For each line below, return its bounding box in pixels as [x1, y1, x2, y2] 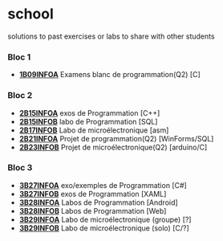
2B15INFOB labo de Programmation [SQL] [18, 116, 158, 126]
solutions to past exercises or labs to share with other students [7, 31, 215, 41]
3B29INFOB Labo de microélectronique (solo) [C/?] [18, 223, 189, 233]
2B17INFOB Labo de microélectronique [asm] [18, 125, 169, 135]
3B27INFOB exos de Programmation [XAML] [18, 189, 167, 198]
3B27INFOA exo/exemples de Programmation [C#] [18, 180, 188, 190]
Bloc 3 [7, 162, 33, 174]
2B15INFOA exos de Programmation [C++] [18, 108, 160, 117]
